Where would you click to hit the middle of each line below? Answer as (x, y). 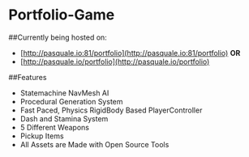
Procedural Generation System (71, 101)
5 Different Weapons (54, 127)
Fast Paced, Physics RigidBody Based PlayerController (111, 110)
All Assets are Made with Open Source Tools (94, 144)
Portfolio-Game (62, 15)
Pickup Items (42, 136)
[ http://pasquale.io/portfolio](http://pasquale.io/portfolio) (115, 62)
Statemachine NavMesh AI (64, 93)
